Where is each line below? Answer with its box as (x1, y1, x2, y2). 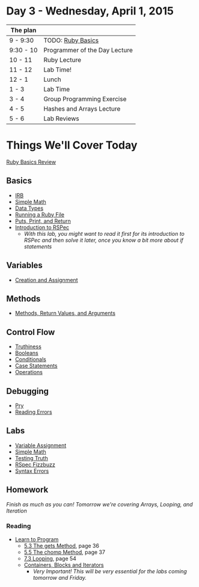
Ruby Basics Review (6, 158, 56, 165)
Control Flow (6, 327, 55, 337)
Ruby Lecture (43, 55, 81, 64)
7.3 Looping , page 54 (23, 555, 77, 562)
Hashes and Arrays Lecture (43, 104, 121, 112)
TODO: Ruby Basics (43, 36, 99, 45)
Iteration (6, 507, 27, 514)
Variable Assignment (14, 441, 67, 449)
